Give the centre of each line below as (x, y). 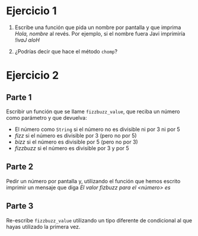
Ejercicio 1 (31, 11)
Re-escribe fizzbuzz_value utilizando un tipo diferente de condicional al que (99, 220)
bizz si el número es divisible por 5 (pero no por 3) (76, 142)
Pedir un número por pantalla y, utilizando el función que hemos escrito (93, 181)
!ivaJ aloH (27, 40)
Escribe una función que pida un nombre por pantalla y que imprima (98, 27)
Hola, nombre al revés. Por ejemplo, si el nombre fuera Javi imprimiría (100, 33)
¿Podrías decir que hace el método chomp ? (66, 51)
